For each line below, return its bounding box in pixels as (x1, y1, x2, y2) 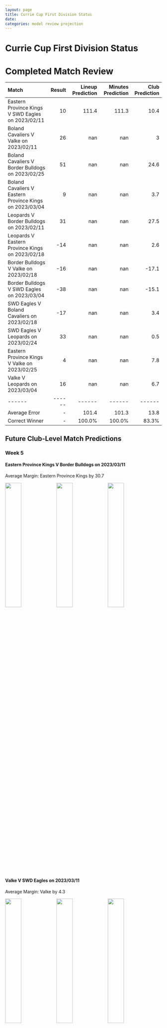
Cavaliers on (7, 313, 37, 320)
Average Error (7, 410, 40, 416)
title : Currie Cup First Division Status (5, 12, 92, 17)
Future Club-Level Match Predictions (5, 434, 122, 443)
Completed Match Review (5, 65, 113, 77)
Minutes (108, 83, 129, 90)
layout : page (5, 7, 32, 12)
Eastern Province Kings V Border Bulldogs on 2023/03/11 (5, 462, 126, 468)
